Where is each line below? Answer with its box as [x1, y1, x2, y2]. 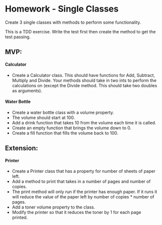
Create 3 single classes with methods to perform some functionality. [5, 19, 141, 25]
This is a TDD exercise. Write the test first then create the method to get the [5, 29, 156, 34]
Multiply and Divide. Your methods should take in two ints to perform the [12, 77, 157, 83]
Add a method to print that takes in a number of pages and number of [12, 179, 151, 184]
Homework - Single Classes [5, 3, 119, 15]
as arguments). [12, 88, 43, 93]
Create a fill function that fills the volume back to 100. [12, 130, 118, 136]
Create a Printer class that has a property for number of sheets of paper [12, 168, 156, 174]
